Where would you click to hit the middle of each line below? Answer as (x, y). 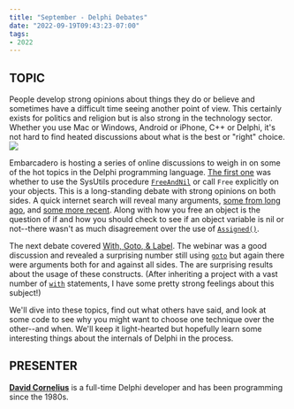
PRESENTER (43, 366)
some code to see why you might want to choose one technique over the (142, 320)
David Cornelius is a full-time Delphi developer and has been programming (146, 387)
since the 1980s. (39, 397)
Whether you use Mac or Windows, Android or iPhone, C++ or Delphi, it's (143, 127)
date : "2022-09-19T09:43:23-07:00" (75, 26)
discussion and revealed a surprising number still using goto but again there (147, 255)
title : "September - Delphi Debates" (79, 17)
